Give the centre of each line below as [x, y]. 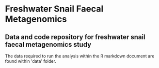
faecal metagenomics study [48, 44]
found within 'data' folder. [31, 61]
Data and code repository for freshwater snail [75, 37]
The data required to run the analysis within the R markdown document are [80, 56]
